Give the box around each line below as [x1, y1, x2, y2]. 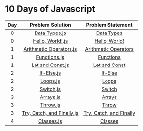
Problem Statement [86, 21, 133, 28]
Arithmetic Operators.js [23, 45, 77, 52]
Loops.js [40, 77, 60, 84]
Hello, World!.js [33, 37, 68, 44]
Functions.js [36, 53, 65, 60]
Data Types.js [34, 30, 66, 36]
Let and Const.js [31, 62, 69, 68]
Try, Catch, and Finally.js [22, 109, 79, 116]
